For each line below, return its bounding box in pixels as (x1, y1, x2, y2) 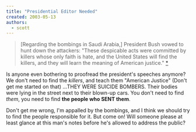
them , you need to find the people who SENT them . (6, 96, 131, 103)
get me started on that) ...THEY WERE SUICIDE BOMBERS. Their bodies (6, 83, 178, 91)
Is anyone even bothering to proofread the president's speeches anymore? (6, 71, 186, 78)
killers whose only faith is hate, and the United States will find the (20, 53, 177, 60)
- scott (11, 25, 30, 31)
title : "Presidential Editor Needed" (6, 8, 98, 15)
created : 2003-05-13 (6, 14, 57, 20)
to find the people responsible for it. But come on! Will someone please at (6, 113, 183, 120)
